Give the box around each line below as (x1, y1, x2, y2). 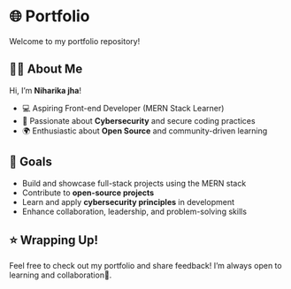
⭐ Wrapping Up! (9, 232, 99, 247)
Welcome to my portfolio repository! (9, 35, 141, 46)
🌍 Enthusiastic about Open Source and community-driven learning (21, 125, 268, 136)
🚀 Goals (9, 155, 53, 170)
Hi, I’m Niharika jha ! (9, 85, 82, 95)
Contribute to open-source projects (21, 187, 155, 198)
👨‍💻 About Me (9, 62, 83, 77)
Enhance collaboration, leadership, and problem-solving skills (21, 206, 248, 217)
